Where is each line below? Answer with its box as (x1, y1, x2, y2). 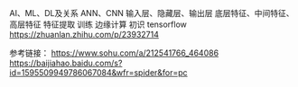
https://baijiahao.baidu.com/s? (9, 57, 123, 68)
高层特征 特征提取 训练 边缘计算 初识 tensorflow (9, 19, 188, 30)
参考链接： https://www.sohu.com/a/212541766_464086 (9, 48, 219, 58)
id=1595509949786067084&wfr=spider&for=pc (9, 67, 188, 78)
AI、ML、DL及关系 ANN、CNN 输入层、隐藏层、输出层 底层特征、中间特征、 (9, 8, 294, 18)
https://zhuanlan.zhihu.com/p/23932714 (9, 30, 160, 39)
